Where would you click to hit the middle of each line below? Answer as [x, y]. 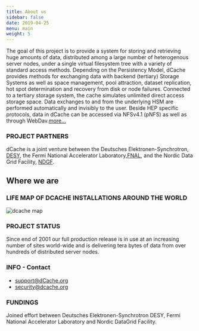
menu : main [20, 28]
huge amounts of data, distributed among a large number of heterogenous [97, 57]
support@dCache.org [41, 280]
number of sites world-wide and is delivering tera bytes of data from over [96, 246]
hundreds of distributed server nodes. [53, 252]
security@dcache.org [41, 287]
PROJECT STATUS [33, 226]
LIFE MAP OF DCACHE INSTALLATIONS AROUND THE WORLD [97, 198]
